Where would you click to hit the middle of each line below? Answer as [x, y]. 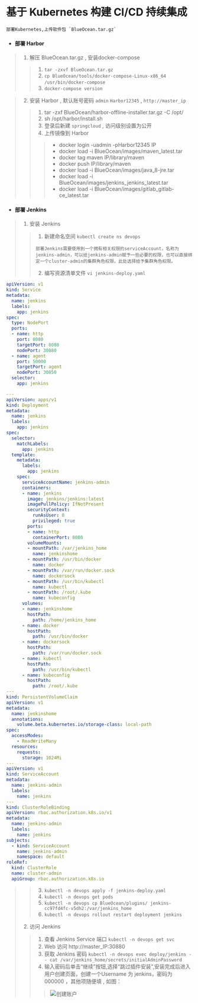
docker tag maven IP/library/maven [102, 158]
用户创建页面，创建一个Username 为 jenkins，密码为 [108, 974]
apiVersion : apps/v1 [32, 400]
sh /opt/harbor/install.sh [74, 118]
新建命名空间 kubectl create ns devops [92, 236]
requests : [29, 752]
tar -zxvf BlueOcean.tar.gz [79, 70]
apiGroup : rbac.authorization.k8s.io [58, 879]
